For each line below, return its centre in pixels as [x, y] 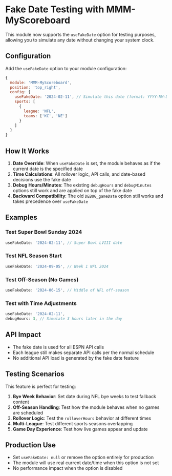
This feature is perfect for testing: [41, 386]
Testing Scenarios [35, 374]
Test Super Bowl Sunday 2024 [44, 232]
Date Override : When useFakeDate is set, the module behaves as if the [87, 163]
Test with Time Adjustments [41, 303]
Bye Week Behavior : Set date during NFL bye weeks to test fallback [84, 396]
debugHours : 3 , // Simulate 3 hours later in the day [64, 319]
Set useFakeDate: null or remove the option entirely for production [83, 458]
